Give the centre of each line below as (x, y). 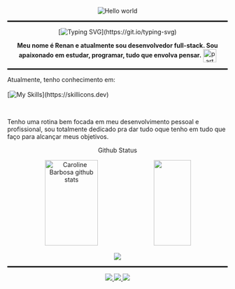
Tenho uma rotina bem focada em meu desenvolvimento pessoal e (103, 122)
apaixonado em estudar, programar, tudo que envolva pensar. (110, 55)
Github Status (117, 150)
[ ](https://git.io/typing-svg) (117, 32)
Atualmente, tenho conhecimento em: (61, 80)
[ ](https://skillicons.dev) (58, 94)
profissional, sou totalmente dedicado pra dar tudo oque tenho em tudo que (116, 129)
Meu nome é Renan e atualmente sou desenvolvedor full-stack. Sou (117, 45)
